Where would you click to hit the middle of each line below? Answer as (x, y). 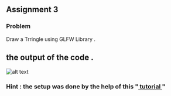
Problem (18, 26)
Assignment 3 (32, 10)
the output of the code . (50, 58)
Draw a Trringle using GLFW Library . (51, 39)
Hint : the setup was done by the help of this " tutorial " (86, 87)
